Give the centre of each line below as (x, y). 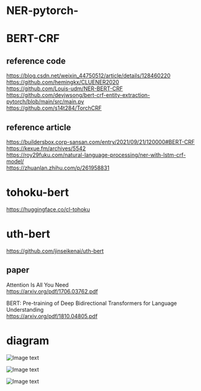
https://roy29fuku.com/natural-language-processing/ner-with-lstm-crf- (96, 155)
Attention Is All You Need (37, 285)
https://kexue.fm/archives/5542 (46, 148)
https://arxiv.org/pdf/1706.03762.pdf (52, 291)
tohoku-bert (38, 192)
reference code (36, 61)
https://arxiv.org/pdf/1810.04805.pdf (52, 316)
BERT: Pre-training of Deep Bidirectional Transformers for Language (92, 303)
